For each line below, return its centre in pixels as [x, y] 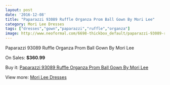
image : [12, 33]
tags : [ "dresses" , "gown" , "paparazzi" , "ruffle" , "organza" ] [68, 29]
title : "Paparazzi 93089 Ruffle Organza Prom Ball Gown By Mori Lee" [80, 19]
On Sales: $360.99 [25, 58]
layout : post [19, 10]
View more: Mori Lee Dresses [36, 77]
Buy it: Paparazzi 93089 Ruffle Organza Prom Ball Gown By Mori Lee [77, 67]
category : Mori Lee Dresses [35, 24]
